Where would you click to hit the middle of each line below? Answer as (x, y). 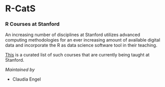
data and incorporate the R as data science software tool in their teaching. (81, 45)
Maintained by (20, 70)
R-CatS (20, 9)
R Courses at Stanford (32, 24)
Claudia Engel (27, 79)
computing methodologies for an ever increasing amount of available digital (83, 40)
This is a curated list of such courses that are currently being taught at (77, 55)
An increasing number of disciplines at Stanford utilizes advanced (73, 35)
